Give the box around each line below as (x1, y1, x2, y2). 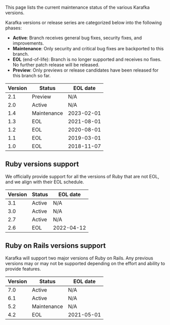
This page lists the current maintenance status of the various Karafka (5, 5, 150, 10)
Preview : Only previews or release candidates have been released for (12, 67, 159, 73)
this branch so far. (12, 73, 51, 78)
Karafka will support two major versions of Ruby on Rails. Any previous (5, 255, 153, 261)
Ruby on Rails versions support (5, 241, 106, 250)
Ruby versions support (5, 160, 79, 169)
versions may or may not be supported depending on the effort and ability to (5, 260, 165, 266)
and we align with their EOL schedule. (5, 179, 84, 185)
